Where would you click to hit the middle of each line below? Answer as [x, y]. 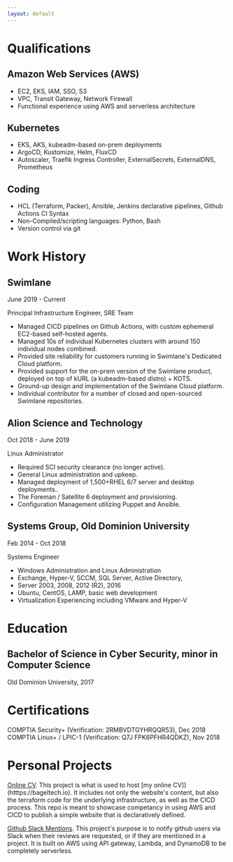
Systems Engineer [33, 556]
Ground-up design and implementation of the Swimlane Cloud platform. [120, 386]
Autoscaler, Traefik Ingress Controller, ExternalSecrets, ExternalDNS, [116, 160]
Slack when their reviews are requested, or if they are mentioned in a [107, 835]
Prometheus [35, 167]
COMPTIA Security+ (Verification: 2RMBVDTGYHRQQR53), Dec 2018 [107, 730]
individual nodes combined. [57, 349]
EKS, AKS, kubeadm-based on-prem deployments [90, 145]
